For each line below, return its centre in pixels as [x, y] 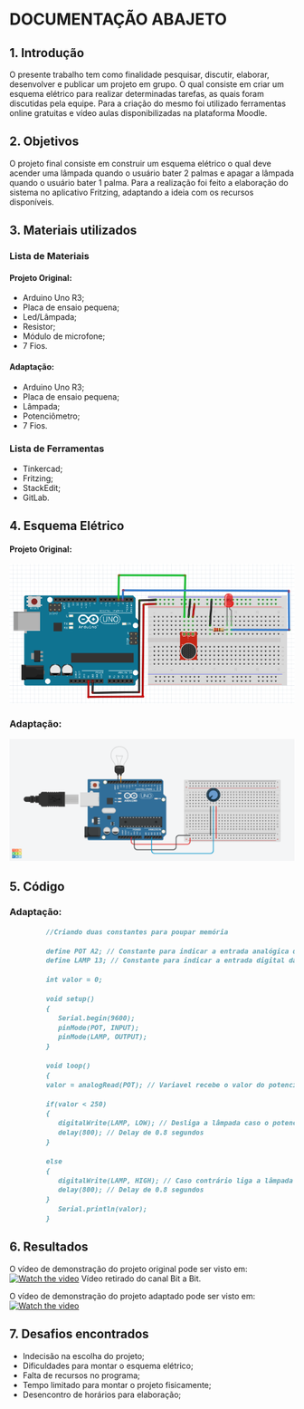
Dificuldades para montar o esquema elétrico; [108, 1366]
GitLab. [36, 497]
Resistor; [39, 327]
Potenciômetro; [51, 416]
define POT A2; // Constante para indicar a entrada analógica [167, 951]
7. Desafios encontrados [79, 1334]
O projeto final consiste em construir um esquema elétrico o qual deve [140, 163]
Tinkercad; [43, 468]
